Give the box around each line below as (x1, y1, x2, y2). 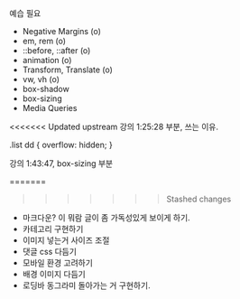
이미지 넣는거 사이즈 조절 (22, 235, 110, 246)
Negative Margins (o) (22, 26, 102, 36)
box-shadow (22, 84, 69, 94)
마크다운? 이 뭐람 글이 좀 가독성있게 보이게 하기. (22, 212, 191, 223)
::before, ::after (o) (22, 45, 91, 56)
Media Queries (22, 103, 78, 113)
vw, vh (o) (22, 74, 60, 84)
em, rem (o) (22, 35, 66, 46)
